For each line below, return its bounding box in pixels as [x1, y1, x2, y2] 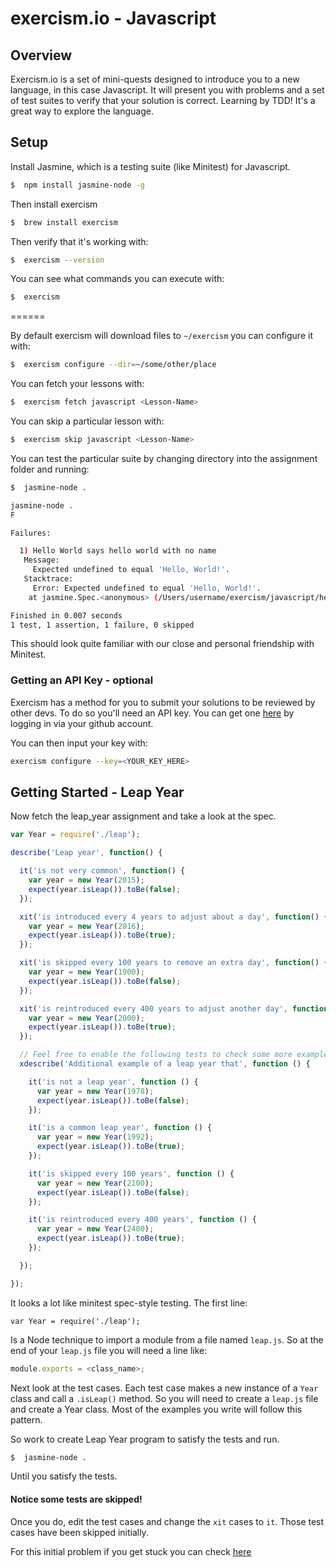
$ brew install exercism [10, 217, 118, 227]
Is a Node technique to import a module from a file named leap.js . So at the [10, 1333, 324, 1346]
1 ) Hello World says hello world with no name [19, 546, 217, 556]
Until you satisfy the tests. [10, 1470, 118, 1482]
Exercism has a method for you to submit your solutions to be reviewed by [10, 696, 316, 708]
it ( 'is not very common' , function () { [19, 866, 186, 876]
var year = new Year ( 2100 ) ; [36, 1178, 155, 1188]
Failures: [10, 528, 52, 538]
